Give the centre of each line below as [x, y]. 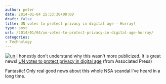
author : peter [20, 10]
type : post [16, 28]
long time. [15, 76]
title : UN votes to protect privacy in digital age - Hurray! [70, 23]
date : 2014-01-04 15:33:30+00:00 [40, 14]
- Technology [19, 42]
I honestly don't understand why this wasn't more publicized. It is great [89, 56]
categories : [17, 38]
